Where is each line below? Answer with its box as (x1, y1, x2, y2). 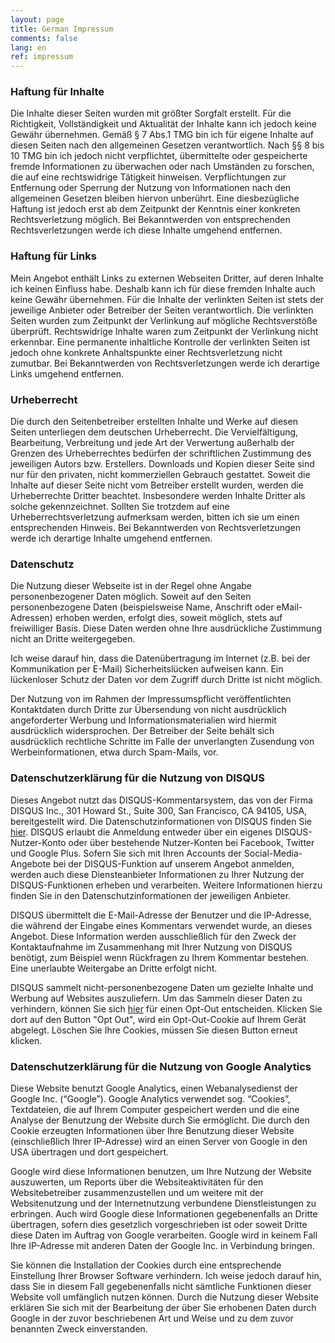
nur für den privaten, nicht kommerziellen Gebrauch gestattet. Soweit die (10, 469, 311, 481)
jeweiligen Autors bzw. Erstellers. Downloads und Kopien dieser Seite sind (10, 458, 315, 470)
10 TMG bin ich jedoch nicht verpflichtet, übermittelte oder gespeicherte (10, 150, 308, 162)
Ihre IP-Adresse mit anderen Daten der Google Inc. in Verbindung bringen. (10, 1239, 315, 1251)
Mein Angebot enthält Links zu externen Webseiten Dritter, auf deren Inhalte (10, 272, 324, 284)
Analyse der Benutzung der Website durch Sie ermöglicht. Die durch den (10, 1114, 310, 1126)
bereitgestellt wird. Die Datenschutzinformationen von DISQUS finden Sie (10, 815, 312, 827)
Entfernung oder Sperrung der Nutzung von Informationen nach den (10, 182, 292, 194)
